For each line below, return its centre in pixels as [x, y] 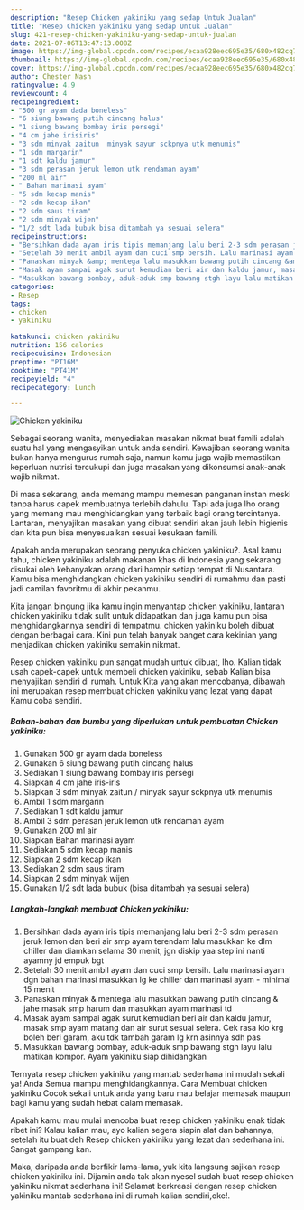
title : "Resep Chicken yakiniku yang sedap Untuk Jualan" [121, 26]
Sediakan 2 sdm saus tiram [74, 869]
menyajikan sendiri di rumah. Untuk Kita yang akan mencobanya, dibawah [148, 681]
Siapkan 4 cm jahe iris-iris [72, 782]
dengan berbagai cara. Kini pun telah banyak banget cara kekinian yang [144, 635]
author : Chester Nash [51, 77]
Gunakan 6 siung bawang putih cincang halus [108, 763]
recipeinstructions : [49, 236]
